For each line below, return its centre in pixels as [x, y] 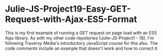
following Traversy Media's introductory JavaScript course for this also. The [81, 43]
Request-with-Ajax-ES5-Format [71, 19]
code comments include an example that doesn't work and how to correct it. [82, 48]
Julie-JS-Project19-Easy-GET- [68, 9]
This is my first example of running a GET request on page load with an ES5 [81, 33]
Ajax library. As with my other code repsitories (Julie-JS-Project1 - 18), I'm [80, 38]
